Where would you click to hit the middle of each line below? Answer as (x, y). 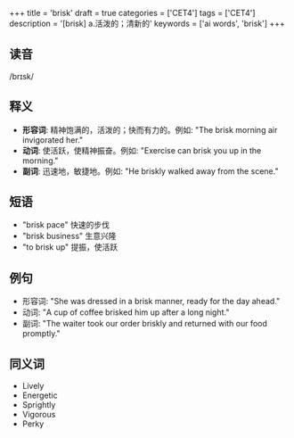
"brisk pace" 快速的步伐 (65, 225)
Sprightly (39, 405)
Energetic (40, 395)
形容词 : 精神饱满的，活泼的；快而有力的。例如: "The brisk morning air (150, 129)
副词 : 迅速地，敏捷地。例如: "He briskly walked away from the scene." (150, 171)
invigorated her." (52, 140)
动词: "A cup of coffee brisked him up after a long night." (126, 312)
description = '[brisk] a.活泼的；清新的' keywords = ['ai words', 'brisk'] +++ (147, 23)
